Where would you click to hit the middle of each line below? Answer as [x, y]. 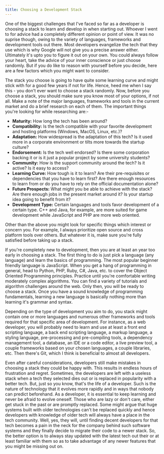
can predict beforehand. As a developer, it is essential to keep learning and [81, 394]
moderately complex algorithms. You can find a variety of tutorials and [76, 281]
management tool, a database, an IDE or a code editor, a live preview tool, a [81, 342]
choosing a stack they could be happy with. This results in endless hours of [81, 368]
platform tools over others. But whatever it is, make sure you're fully [73, 235]
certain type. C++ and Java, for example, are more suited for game [80, 210]
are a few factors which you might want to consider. [58, 71]
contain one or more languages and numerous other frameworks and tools [80, 316]
